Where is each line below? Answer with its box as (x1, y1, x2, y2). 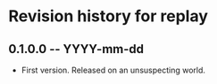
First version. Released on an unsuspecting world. (21, 65, 206, 75)
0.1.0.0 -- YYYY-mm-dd (8, 42, 145, 57)
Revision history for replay (8, 6, 209, 27)
